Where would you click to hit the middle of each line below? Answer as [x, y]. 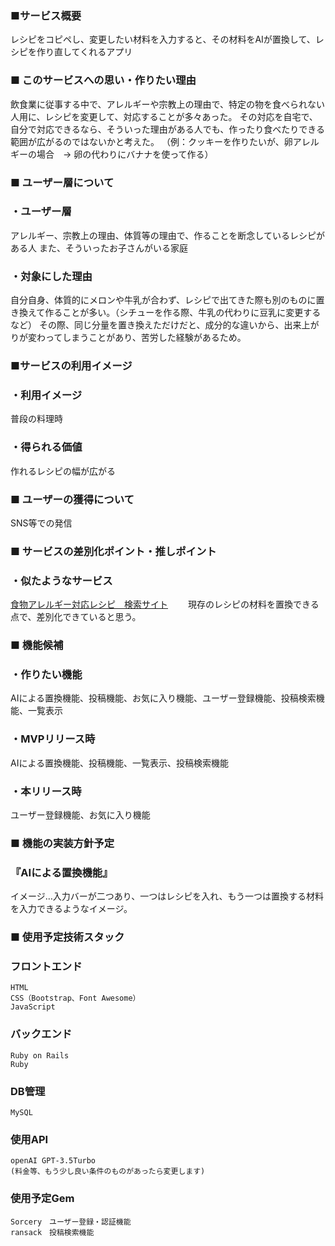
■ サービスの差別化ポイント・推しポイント [113, 551]
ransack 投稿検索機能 [52, 1232]
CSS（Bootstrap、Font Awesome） [75, 998]
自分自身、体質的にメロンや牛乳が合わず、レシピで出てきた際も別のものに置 [167, 300]
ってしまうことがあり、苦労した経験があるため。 [145, 338]
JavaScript [33, 1007]
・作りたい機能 [46, 674]
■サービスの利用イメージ [71, 366]
